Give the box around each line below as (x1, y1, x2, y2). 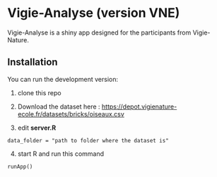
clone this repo (17, 88, 61, 97)
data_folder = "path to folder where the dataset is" (7, 137, 170, 144)
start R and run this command (17, 149, 105, 158)
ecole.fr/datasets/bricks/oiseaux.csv (17, 109, 125, 118)
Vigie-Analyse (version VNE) (7, 5, 180, 21)
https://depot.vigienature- (101, 102, 177, 111)
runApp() (7, 163, 33, 170)
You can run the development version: (7, 75, 119, 83)
